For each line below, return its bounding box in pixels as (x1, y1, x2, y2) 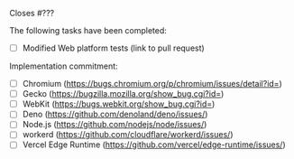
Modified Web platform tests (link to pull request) (22, 42, 205, 53)
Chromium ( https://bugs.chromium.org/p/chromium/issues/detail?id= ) (22, 79, 282, 89)
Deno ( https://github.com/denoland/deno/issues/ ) (22, 108, 208, 120)
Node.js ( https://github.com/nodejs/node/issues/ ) (22, 119, 207, 130)
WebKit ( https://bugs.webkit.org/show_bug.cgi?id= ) (22, 98, 216, 109)
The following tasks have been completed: (9, 25, 167, 35)
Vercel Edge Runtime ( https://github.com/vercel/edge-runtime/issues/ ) (22, 139, 286, 150)
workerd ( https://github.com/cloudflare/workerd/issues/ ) (22, 129, 234, 140)
